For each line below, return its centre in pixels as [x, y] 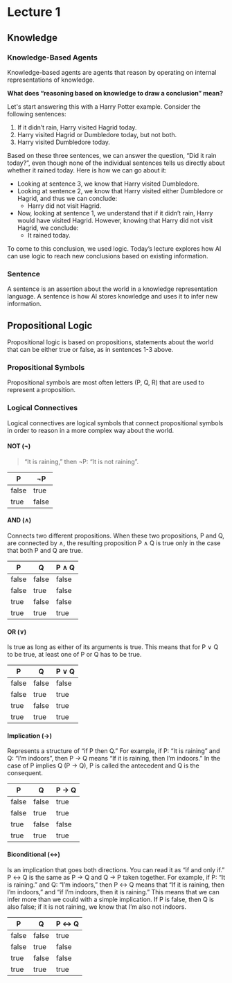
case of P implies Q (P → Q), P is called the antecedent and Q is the [103, 765]
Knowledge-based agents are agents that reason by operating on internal [112, 72]
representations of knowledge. [51, 80]
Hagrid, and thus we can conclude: [67, 198]
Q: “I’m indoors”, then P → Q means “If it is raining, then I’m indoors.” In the [114, 759]
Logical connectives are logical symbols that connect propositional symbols [115, 423]
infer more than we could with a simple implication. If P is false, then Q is [111, 899]
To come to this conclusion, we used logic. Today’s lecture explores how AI [114, 248]
